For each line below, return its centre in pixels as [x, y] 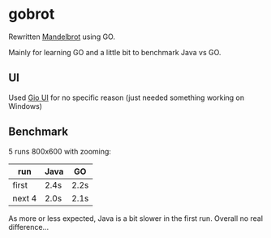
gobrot [32, 14]
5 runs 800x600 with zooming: [60, 151]
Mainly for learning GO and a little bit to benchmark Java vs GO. [115, 52]
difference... [29, 227]
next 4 [25, 198]
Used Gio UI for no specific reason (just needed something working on [127, 97]
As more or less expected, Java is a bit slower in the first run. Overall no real [136, 218]
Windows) [26, 106]
